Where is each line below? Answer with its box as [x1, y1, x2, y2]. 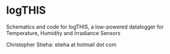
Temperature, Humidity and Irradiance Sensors [6, 29, 121, 36]
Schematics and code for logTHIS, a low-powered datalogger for [6, 23, 164, 30]
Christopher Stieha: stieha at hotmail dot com [6, 41, 117, 48]
